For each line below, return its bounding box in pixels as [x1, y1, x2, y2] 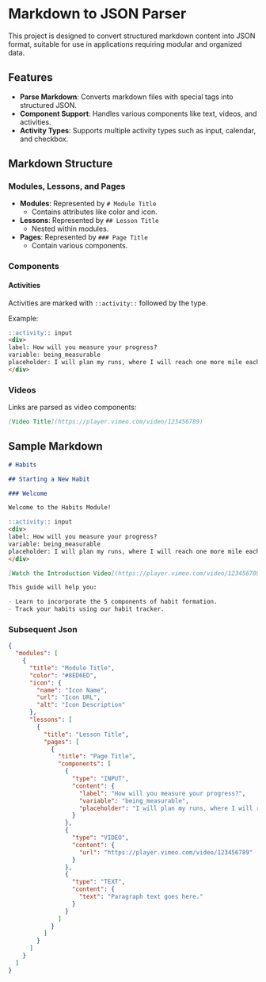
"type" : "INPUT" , [71, 775, 129, 783]
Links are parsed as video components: [8, 402, 137, 412]
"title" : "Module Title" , [28, 664, 115, 672]
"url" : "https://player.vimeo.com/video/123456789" [78, 848, 253, 857]
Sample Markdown [8, 439, 103, 453]
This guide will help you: [8, 584, 97, 592]
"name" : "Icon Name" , [36, 686, 108, 694]
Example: [8, 313, 39, 323]
